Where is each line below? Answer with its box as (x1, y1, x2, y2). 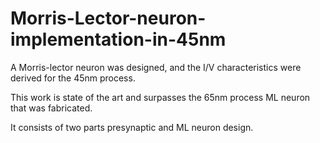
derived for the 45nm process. (10, 72, 136, 84)
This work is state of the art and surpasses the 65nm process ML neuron (10, 91, 311, 103)
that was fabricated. (10, 102, 93, 114)
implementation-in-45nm (10, 28, 227, 51)
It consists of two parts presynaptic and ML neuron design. (10, 121, 254, 133)
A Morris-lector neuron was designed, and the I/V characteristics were (10, 61, 302, 73)
